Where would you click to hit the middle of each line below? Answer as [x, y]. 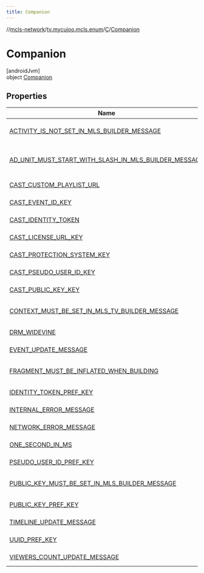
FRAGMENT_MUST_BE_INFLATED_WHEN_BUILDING [84, 371]
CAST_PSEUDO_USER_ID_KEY [52, 272]
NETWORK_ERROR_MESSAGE [53, 427]
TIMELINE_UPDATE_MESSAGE [53, 522]
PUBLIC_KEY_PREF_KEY [44, 505]
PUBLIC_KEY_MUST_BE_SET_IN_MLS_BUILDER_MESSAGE [93, 484]
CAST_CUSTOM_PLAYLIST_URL [55, 185]
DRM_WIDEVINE [32, 332]
